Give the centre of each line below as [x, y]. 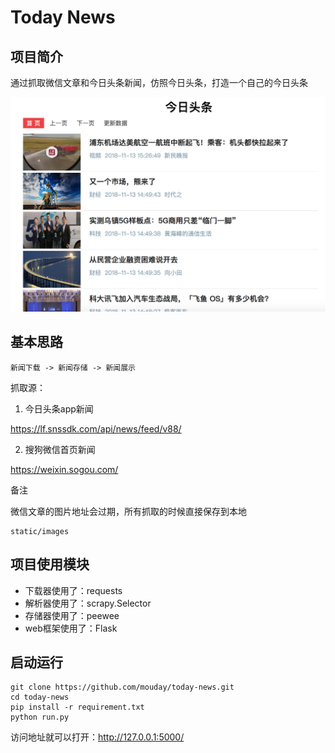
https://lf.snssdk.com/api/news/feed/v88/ [96, 428]
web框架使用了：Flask [71, 628]
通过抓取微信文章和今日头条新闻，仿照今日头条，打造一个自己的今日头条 [159, 82]
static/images [40, 531]
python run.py [40, 717]
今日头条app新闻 [59, 408]
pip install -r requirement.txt [77, 707]
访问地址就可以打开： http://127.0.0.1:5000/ [97, 737]
